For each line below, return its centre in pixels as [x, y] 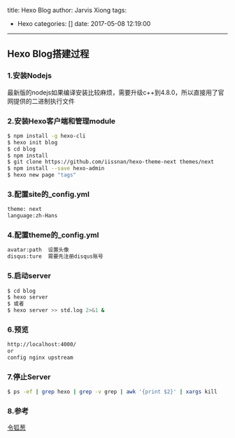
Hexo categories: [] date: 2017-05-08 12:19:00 [84, 23]
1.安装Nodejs [30, 76]
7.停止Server [29, 376]
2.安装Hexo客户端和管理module [62, 121]
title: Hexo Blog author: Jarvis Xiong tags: [67, 10]
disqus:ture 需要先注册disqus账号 [55, 256]
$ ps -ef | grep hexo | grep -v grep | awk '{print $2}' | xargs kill [112, 392]
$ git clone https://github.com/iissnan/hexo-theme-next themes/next [111, 162]
